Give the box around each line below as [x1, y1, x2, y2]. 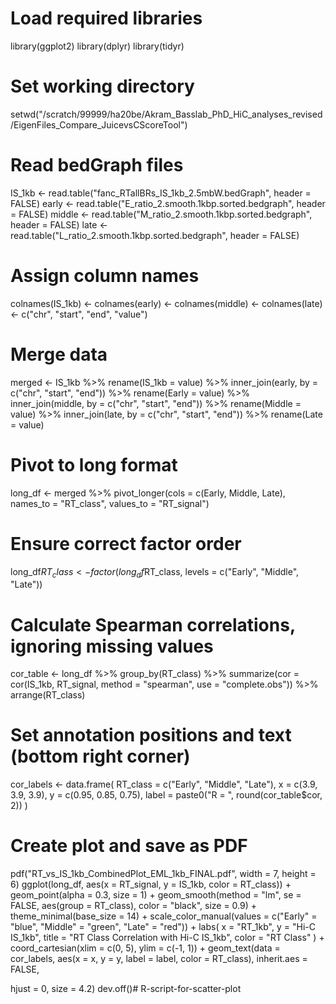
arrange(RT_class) [10, 689, 86, 701]
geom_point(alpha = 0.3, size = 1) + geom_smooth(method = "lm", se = [10, 889, 302, 901]
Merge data [10, 343, 108, 366]
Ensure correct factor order [10, 532, 242, 555]
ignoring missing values [10, 635, 214, 657]
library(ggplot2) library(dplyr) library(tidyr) [10, 40, 185, 52]
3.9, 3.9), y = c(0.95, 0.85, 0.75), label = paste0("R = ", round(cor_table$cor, [10, 789, 323, 801]
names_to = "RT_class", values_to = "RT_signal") [10, 497, 210, 509]
